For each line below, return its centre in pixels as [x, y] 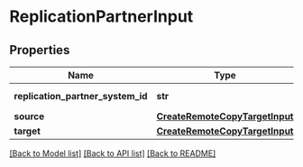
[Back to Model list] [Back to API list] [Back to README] [113, 153]
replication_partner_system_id [81, 96]
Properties [40, 50]
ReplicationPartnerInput [101, 17]
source [29, 116]
